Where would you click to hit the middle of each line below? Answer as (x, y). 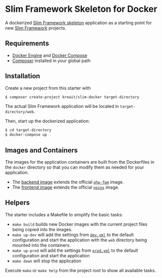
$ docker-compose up (26, 135)
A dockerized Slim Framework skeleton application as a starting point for (79, 23)
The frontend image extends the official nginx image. (66, 187)
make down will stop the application (47, 261)
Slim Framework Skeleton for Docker (81, 9)
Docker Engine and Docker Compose (50, 55)
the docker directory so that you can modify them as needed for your (75, 167)
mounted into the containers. (41, 245)
